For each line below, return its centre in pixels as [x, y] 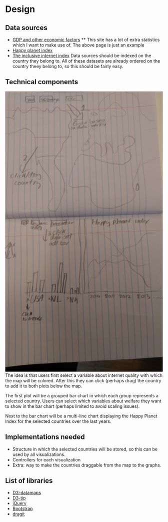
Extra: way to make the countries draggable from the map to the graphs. [87, 465]
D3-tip [19, 498]
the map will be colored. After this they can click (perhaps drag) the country [83, 380]
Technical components [42, 82]
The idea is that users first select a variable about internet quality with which [84, 375]
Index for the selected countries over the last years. [58, 421]
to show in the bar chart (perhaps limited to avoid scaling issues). [72, 406]
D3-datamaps [27, 493]
